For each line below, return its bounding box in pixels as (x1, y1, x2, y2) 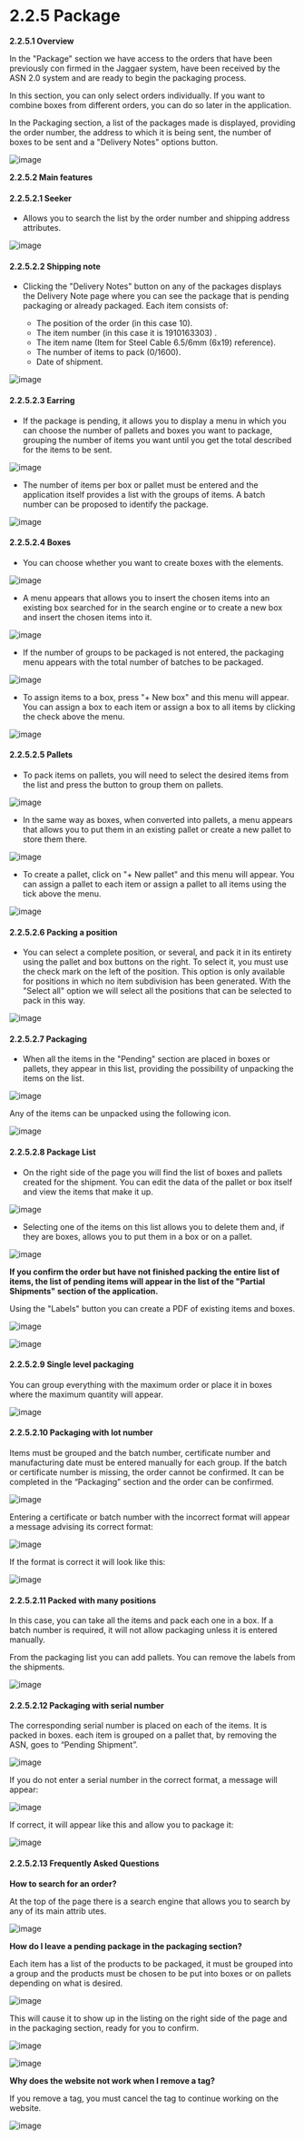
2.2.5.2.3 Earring (9, 394, 75, 405)
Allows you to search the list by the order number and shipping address (22, 213, 290, 223)
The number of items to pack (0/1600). (35, 347, 181, 358)
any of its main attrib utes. (9, 1905, 107, 1917)
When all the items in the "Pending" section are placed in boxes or (22, 1054, 270, 1065)
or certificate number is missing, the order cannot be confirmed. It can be (9, 1466, 285, 1477)
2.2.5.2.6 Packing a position (9, 926, 118, 937)
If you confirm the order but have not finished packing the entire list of (9, 1266, 280, 1277)
